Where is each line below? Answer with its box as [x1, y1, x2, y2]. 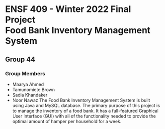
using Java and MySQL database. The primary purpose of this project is [12, 102, 160, 108]
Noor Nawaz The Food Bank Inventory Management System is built [12, 97, 150, 103]
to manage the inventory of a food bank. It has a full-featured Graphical [12, 108, 159, 114]
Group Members [5, 70, 46, 77]
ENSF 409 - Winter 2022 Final [5, 3, 131, 15]
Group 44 [5, 55, 36, 63]
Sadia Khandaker [12, 92, 48, 98]
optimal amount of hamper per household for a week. [12, 118, 122, 124]
